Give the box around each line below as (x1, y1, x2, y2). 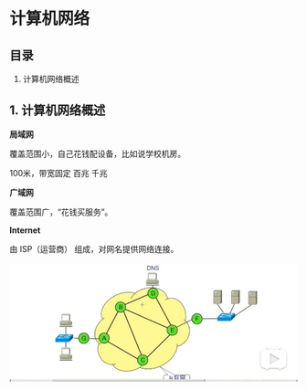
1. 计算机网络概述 (9, 102, 106, 119)
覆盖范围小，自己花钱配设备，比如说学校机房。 (9, 148, 185, 159)
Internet (9, 225, 41, 236)
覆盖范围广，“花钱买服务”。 (9, 206, 113, 217)
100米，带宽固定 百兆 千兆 (9, 167, 108, 178)
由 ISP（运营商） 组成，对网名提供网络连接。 (9, 243, 179, 254)
